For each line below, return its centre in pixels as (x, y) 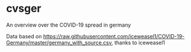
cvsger (24, 9)
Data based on (24, 36)
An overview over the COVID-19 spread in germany (69, 25)
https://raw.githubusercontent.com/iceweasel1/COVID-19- (114, 36)
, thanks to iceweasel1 (138, 43)
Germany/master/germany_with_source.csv (59, 43)
